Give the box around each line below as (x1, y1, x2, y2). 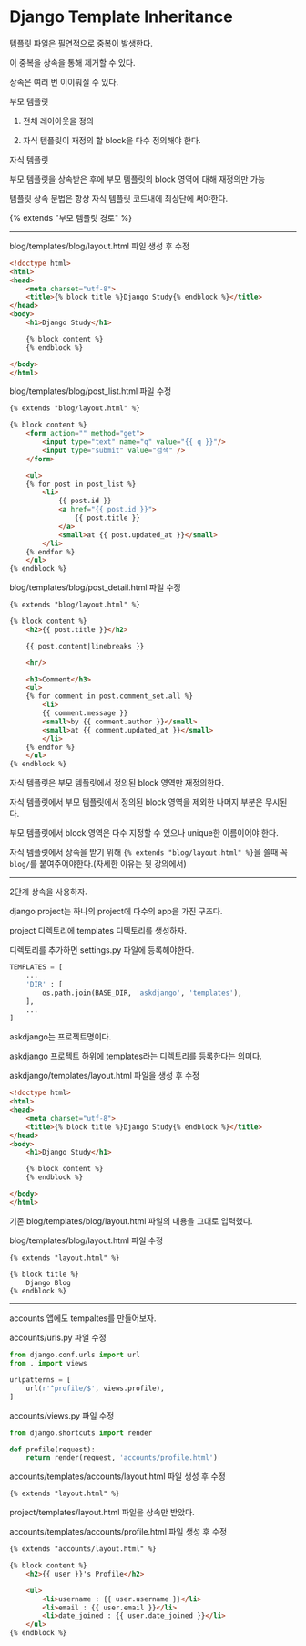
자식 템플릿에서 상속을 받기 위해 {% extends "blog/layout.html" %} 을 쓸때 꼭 (9, 847, 289, 858)
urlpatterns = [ (9, 1376, 71, 1385)
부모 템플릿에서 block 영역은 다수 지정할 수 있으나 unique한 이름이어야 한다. (9, 828, 280, 839)
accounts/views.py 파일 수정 (9, 1409, 115, 1421)
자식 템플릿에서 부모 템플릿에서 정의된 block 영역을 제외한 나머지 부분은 (9, 797, 263, 807)
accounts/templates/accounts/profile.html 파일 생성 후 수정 (9, 1526, 228, 1537)
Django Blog (25, 1278, 71, 1287)
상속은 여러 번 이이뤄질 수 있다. (9, 76, 119, 88)
